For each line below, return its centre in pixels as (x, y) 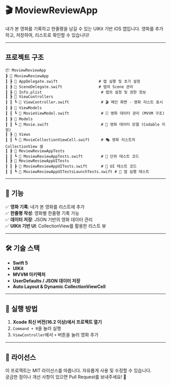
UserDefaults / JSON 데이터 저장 (46, 281)
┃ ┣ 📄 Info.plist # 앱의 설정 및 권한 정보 (76, 92)
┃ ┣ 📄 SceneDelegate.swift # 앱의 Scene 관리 (69, 87)
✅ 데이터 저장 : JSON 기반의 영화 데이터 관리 (49, 219)
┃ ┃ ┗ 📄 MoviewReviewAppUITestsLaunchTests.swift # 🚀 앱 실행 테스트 (77, 172)
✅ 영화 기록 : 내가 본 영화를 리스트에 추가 (45, 207)
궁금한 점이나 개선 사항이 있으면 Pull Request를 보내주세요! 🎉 (66, 377)
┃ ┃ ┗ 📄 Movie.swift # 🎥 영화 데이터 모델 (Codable (82, 124)
